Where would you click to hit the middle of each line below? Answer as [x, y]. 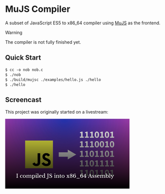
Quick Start [23, 58]
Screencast [23, 100]
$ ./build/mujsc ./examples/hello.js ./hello [53, 80]
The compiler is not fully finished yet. [43, 42]
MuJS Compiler [38, 9]
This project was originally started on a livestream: [57, 112]
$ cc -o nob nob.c [24, 70]
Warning [14, 32]
